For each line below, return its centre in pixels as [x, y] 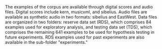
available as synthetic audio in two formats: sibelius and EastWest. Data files [81, 17]
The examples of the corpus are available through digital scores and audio [79, 7]
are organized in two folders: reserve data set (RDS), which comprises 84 [78, 22]
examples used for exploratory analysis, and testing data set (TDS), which [79, 27]
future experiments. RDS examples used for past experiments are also [75, 37]
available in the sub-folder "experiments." [46, 42]
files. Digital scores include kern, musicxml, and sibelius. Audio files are [76, 12]
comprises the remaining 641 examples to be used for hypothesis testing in [80, 32]
